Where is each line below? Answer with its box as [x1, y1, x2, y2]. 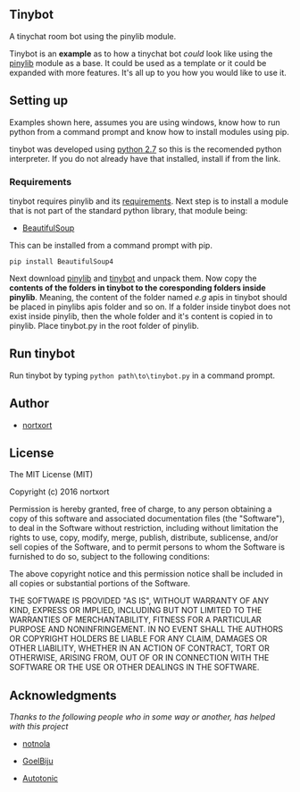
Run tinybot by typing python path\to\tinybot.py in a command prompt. [9, 370, 275, 381]
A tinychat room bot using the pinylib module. [9, 30, 177, 41]
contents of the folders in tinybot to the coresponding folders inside [9, 282, 266, 293]
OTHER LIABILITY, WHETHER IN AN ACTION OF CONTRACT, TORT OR [9, 643, 270, 653]
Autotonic [21, 773, 59, 784]
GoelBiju [21, 755, 54, 767]
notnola [21, 738, 51, 749]
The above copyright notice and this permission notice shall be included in [9, 569, 283, 579]
